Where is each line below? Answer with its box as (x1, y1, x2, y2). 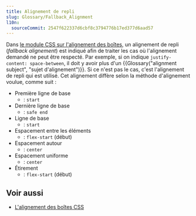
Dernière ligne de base (14, 102, 70, 109)
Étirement (14, 165, 38, 172)
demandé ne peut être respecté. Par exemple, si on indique (6, 53, 150, 60)
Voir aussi (6, 188, 43, 198)
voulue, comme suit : (6, 79, 57, 86)
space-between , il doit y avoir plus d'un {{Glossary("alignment (29, 60, 177, 67)
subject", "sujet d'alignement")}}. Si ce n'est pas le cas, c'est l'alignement (6, 66, 185, 73)
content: (6, 61, 28, 67)
